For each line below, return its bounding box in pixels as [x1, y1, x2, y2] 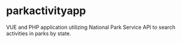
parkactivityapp [6, 4, 87, 18]
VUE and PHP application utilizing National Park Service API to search [6, 24, 176, 31]
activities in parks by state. [6, 29, 71, 37]
